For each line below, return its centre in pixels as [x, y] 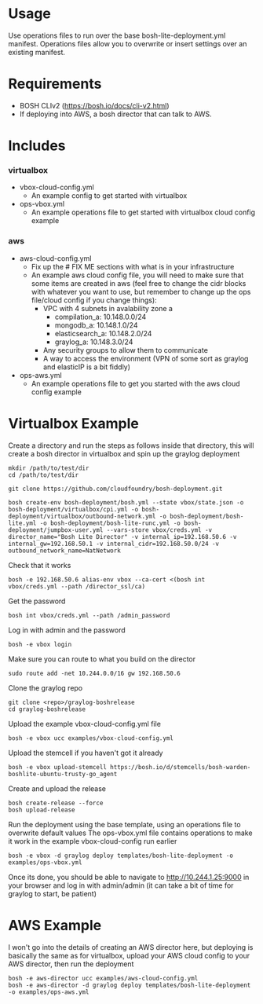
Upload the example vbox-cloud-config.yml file [84, 724]
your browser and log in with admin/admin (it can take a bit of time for [121, 885]
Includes [37, 146]
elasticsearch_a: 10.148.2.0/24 [103, 333]
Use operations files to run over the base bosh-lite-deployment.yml [117, 35]
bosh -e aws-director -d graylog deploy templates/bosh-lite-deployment [130, 985]
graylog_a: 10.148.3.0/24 [94, 342]
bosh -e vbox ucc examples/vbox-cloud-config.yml [91, 738]
